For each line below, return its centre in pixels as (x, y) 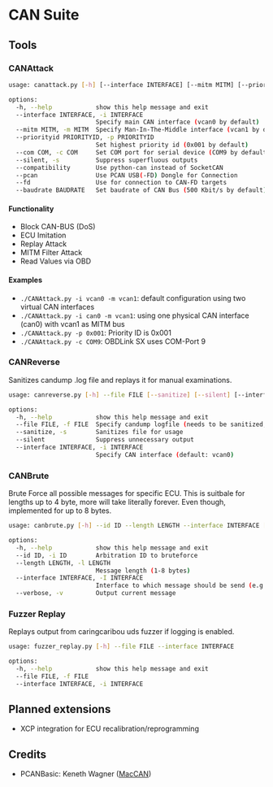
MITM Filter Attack (51, 253)
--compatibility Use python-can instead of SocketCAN (119, 167)
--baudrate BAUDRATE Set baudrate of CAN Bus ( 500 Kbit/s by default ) (141, 190)
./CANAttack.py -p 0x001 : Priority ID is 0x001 (96, 333)
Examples (26, 280)
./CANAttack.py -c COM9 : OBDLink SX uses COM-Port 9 (113, 341)
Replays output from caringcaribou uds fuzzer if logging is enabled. (121, 632)
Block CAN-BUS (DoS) (58, 227)
